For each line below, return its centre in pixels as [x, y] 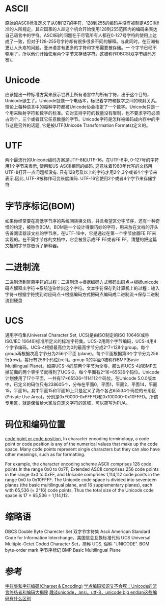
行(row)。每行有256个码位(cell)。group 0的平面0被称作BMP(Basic [72, 360]
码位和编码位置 [35, 424]
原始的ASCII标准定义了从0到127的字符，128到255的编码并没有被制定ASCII [80, 23]
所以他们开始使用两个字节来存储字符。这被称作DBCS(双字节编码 [87, 54]
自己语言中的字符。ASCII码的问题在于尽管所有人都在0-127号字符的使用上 [79, 35]
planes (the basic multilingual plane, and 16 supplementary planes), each [79, 485]
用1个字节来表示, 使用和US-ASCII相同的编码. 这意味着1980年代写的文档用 [79, 166]
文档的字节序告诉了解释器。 [33, 245]
